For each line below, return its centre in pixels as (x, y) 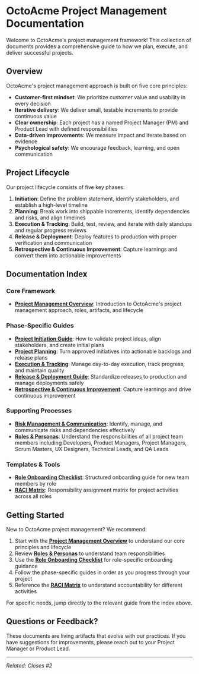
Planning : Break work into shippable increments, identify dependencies (102, 211)
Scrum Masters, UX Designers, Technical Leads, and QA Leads (92, 449)
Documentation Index (47, 274)
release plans (31, 357)
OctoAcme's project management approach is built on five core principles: (97, 86)
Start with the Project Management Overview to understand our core (100, 541)
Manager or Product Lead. (38, 648)
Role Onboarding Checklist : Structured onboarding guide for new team (102, 477)
